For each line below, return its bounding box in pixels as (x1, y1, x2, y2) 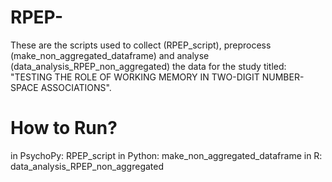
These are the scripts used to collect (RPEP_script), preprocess (10, 39, 272, 51)
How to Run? (10, 117, 118, 140)
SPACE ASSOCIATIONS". (10, 81, 112, 93)
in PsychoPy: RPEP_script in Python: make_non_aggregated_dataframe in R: (10, 149, 323, 161)
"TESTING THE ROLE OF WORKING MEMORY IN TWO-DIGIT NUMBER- (10, 71, 305, 83)
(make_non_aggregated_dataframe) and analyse (10, 49, 210, 61)
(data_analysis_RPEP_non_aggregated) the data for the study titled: (10, 60, 287, 72)
